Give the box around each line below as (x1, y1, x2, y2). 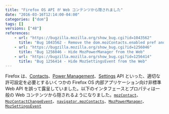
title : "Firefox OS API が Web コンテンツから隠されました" (5, 7, 123, 13)
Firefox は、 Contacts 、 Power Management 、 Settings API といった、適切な (5, 73, 160, 79)
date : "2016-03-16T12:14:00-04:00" (5, 12, 80, 17)
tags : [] (5, 21, 24, 27)
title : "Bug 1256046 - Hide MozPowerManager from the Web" (18, 49, 145, 54)
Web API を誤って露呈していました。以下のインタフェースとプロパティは (5, 86, 156, 92)
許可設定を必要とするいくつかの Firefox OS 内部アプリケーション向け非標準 (5, 79, 162, 85)
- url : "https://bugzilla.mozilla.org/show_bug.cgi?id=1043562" (14, 36, 152, 41)
